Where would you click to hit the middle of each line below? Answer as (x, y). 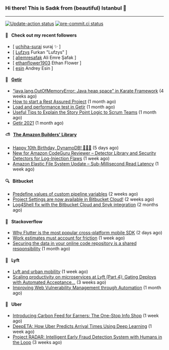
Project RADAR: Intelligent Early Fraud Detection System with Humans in (87, 337)
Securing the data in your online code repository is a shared (74, 243)
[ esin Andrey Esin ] (33, 68)
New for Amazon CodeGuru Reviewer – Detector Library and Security (84, 153)
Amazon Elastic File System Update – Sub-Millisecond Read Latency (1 (86, 163)
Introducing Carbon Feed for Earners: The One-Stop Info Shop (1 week (86, 315)
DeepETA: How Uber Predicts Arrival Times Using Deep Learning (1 (82, 326)
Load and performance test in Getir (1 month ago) (64, 107)
